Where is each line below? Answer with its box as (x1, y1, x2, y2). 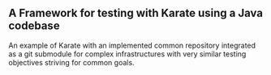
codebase (8, 19, 60, 33)
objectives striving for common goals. (8, 57, 135, 67)
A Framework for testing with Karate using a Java (8, 6, 264, 20)
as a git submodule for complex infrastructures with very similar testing (8, 48, 247, 59)
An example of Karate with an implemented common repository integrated (8, 40, 256, 50)
